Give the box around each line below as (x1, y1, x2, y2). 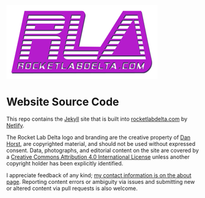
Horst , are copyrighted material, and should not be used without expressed (6, 140, 196, 147)
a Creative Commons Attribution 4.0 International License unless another (6, 153, 190, 161)
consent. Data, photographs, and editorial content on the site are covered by (6, 147, 199, 154)
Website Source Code (6, 95, 119, 109)
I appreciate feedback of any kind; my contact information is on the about (6, 171, 192, 179)
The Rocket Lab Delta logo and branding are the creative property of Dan (6, 134, 191, 141)
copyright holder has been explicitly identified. (6, 159, 124, 167)
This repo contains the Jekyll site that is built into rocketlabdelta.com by (6, 115, 188, 123)
